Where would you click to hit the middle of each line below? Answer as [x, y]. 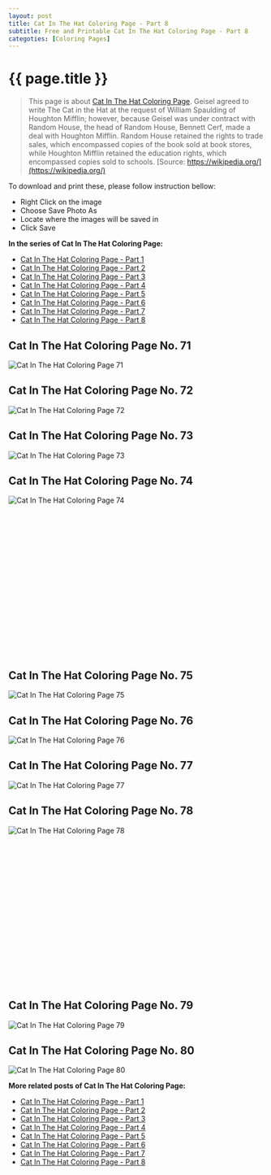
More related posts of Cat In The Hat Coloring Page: [97, 1086]
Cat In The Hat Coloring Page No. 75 [101, 675]
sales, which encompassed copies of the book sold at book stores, [140, 145]
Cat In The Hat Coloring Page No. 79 [101, 1005]
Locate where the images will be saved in [89, 220]
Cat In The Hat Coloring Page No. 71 [100, 345]
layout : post [30, 16]
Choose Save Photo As [58, 211]
